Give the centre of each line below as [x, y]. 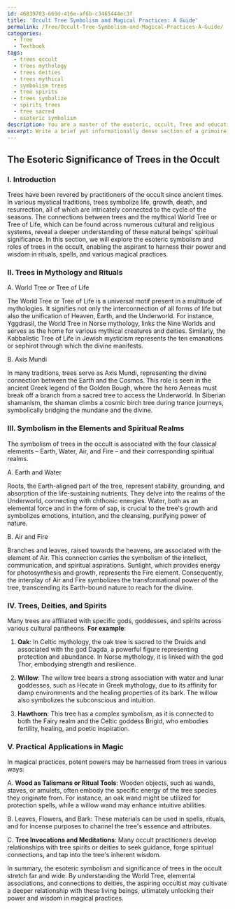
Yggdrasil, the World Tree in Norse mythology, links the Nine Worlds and [111, 324]
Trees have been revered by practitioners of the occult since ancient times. [115, 195]
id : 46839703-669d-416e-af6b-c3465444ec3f [70, 14]
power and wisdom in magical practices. [65, 898]
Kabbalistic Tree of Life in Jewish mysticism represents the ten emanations [115, 339]
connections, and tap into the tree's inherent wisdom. [84, 855]
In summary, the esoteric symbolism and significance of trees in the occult [115, 868]
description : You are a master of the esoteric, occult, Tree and [106, 124]
